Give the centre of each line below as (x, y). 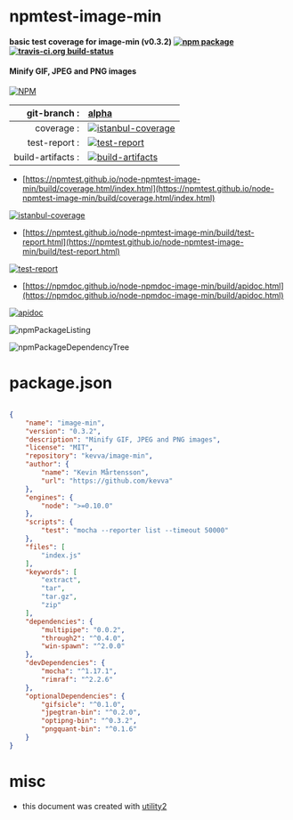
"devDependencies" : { (65, 663)
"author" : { (47, 465)
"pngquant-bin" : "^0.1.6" (90, 729)
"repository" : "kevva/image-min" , (89, 456)
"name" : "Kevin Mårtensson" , (95, 473)
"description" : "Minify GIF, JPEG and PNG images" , (123, 439)
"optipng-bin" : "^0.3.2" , (90, 721)
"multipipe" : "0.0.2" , (83, 629)
